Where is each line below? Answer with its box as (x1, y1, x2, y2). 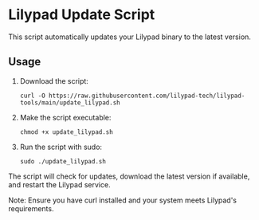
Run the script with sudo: (19, 142, 102, 151)
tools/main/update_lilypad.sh (19, 98, 121, 107)
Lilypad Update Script (8, 6, 155, 24)
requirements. (8, 203, 54, 213)
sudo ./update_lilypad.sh (19, 157, 106, 165)
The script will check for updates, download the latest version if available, (8, 171, 250, 181)
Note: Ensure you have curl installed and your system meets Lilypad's (8, 195, 237, 205)
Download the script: (19, 76, 89, 85)
